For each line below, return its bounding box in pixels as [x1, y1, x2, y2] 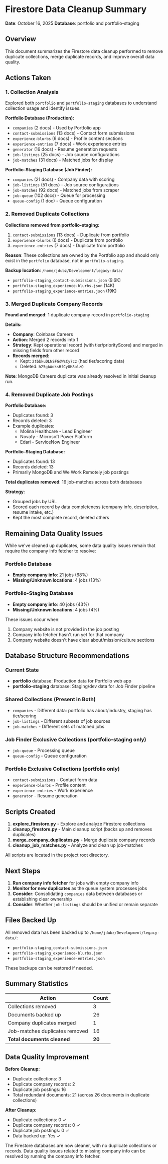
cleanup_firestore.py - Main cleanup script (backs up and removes [12, 826, 152, 832]
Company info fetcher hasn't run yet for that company [12, 631, 124, 638]
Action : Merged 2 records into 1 [12, 336, 79, 343]
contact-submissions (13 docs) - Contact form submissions [12, 130, 134, 136]
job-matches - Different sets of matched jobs [12, 723, 105, 729]
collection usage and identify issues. [5, 105, 81, 111]
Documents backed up [8, 1011, 61, 1018]
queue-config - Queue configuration [12, 753, 87, 759]
